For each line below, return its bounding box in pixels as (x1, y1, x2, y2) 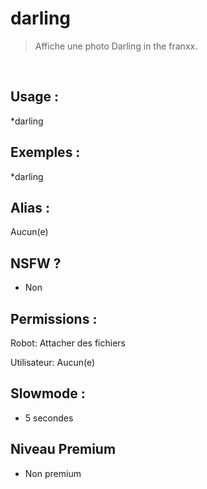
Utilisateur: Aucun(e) (10, 357, 96, 368)
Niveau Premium (10, 441, 117, 458)
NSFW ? (10, 255, 62, 272)
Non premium (24, 467, 82, 479)
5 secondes (24, 412, 74, 424)
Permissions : (10, 310, 98, 327)
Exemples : (10, 144, 81, 161)
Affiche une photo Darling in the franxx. (34, 40, 198, 52)
